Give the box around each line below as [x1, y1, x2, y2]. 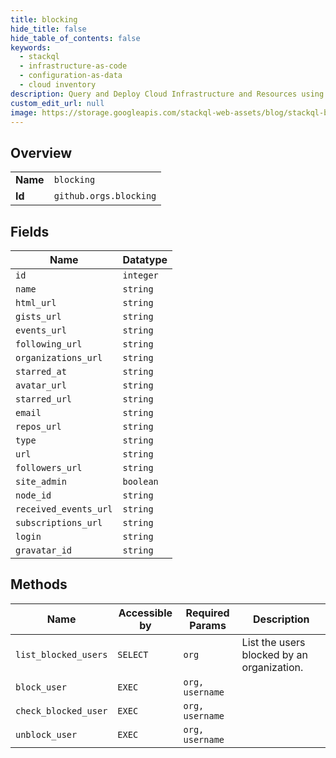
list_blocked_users [15, 649, 108, 660]
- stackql [19, 52, 60, 62]
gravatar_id [15, 545, 73, 556]
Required [185, 606, 230, 620]
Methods [10, 576, 68, 593]
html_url [15, 297, 57, 308]
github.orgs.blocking [53, 191, 157, 202]
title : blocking [10, 14, 78, 25]
